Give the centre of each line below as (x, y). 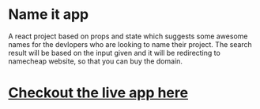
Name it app (49, 15)
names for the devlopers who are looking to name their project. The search (130, 44)
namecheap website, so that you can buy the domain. (96, 61)
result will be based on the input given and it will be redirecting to (115, 53)
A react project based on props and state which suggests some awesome (128, 36)
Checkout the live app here (98, 93)
